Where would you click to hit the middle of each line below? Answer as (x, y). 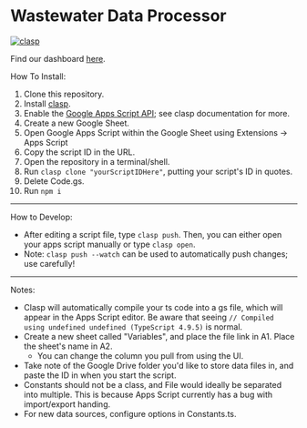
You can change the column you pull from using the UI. (140, 355)
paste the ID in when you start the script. (100, 375)
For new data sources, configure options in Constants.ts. (130, 413)
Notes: (23, 290)
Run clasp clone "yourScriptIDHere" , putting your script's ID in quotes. (158, 171)
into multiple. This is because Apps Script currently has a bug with (148, 394)
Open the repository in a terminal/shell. (97, 161)
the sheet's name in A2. (68, 346)
